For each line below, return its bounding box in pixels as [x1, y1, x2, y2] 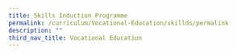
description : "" [8, 26, 63, 34]
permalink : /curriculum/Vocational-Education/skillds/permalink [8, 19, 229, 27]
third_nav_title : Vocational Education [8, 33, 143, 42]
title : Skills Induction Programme [8, 11, 128, 20]
